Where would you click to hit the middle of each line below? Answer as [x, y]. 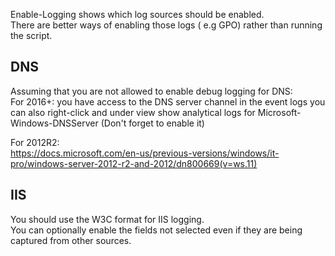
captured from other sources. [71, 240]
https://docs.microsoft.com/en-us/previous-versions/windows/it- [145, 153]
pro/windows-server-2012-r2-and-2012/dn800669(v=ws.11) [134, 163]
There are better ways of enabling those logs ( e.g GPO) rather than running [166, 25]
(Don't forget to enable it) [152, 123]
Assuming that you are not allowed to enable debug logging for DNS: [151, 91]
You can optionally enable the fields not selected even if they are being [156, 230]
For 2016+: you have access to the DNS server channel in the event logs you [168, 101]
